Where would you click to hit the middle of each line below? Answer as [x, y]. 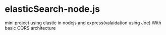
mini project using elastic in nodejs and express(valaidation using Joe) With [83, 23]
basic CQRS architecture [30, 28]
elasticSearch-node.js [52, 9]
